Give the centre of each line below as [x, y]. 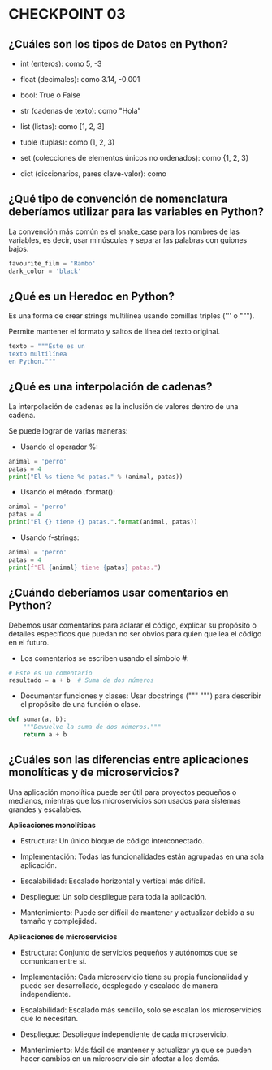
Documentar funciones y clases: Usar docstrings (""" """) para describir [141, 696]
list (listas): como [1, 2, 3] [62, 126]
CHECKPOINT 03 [67, 14]
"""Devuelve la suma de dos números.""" [92, 727]
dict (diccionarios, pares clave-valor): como [93, 174]
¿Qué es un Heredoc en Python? [91, 296]
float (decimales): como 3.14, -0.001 [80, 79]
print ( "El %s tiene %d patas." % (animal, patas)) [96, 477]
